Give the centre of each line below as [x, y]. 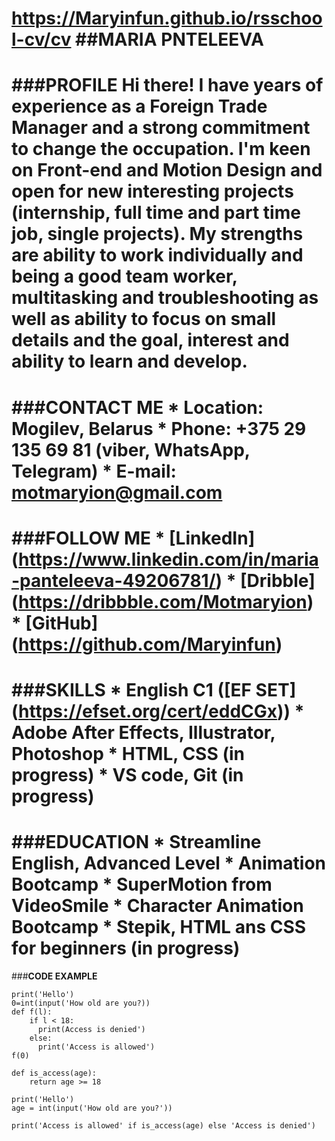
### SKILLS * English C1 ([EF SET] [154, 689]
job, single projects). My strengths [157, 234]
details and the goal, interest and [150, 340]
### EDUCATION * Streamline [136, 842]
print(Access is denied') [91, 1029]
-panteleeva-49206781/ [113, 580]
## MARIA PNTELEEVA [169, 39]
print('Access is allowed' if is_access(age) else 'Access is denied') [163, 1125]
